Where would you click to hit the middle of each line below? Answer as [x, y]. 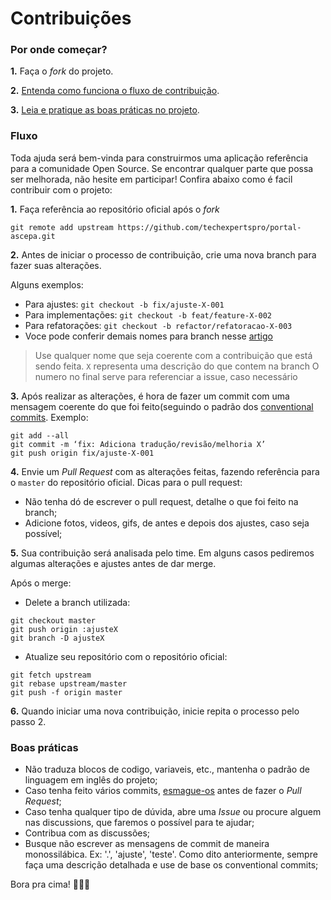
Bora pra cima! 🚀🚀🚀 [50, 884]
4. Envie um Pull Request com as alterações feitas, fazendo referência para [165, 471]
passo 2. [28, 721]
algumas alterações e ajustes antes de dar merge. [113, 563]
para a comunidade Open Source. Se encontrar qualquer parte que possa [162, 168]
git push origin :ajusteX [64, 629]
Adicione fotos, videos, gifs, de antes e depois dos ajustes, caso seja [167, 523]
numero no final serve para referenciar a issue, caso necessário [166, 376]
